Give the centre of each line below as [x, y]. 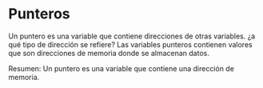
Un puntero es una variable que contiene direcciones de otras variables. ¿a [132, 36]
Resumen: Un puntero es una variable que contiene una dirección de [121, 68]
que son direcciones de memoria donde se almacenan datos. [109, 53]
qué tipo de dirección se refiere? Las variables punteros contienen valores [131, 44]
